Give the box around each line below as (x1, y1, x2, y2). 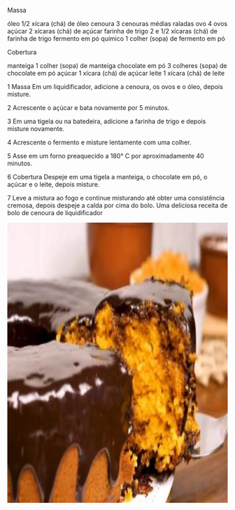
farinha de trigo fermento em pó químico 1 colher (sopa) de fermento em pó (7, 34, 225, 43)
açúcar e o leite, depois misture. (7, 180, 100, 188)
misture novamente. (7, 125, 65, 132)
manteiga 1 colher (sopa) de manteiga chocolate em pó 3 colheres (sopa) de (7, 62, 227, 69)
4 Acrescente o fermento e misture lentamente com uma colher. (7, 138, 192, 146)
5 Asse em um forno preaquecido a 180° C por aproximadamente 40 (7, 152, 204, 160)
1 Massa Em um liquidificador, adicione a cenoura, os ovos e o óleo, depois (7, 83, 224, 90)
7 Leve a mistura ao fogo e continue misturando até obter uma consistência (7, 194, 225, 202)
